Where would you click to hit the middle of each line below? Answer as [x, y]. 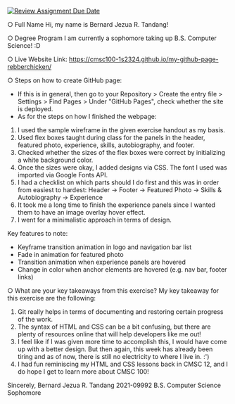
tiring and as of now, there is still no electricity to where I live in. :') [113, 356]
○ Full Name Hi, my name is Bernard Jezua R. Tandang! [88, 24]
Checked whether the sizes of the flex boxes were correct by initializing [121, 152]
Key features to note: [38, 233]
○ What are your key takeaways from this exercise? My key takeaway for [113, 291]
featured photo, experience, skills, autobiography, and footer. [106, 145]
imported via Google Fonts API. [62, 175]
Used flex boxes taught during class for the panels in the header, [111, 138]
